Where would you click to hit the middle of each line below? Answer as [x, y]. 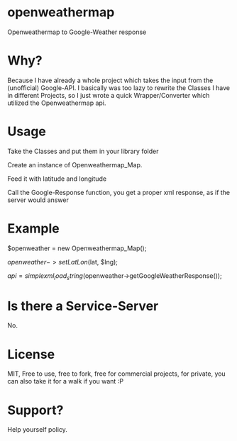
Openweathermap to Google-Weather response [77, 32]
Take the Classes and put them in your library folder [83, 151]
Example [33, 228]
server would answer [38, 200]
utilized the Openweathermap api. [57, 103]
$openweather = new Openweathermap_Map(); [77, 248]
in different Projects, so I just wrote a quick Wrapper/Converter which [109, 95]
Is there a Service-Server [83, 306]
